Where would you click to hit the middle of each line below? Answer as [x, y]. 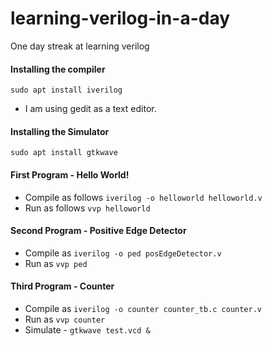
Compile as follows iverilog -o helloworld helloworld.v [143, 197]
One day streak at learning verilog [80, 46]
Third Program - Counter [62, 286]
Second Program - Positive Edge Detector [98, 231]
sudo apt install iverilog [66, 90]
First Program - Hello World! [70, 174]
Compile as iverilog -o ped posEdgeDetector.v [123, 253]
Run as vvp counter [65, 319]
